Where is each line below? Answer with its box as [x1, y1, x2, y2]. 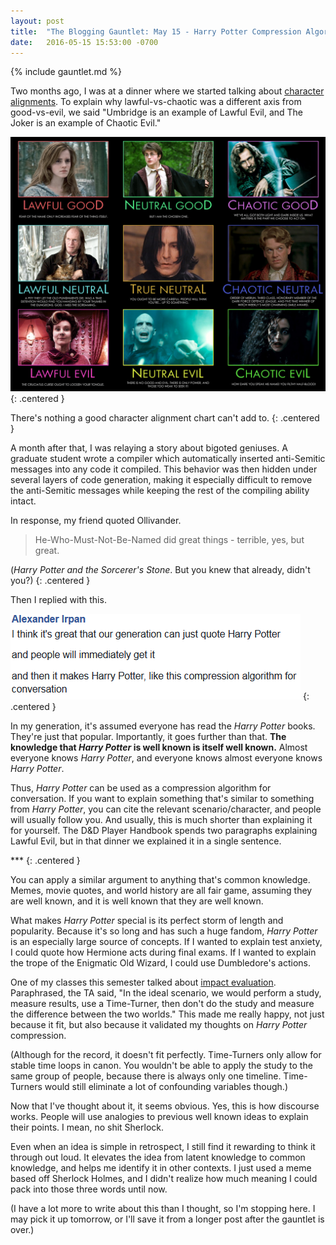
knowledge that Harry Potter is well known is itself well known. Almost [10, 741, 308, 753]
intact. [10, 495, 37, 507]
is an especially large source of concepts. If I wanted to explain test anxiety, [10, 935, 323, 947]
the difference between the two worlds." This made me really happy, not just [10, 1008, 325, 1020]
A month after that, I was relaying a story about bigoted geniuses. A [10, 441, 288, 454]
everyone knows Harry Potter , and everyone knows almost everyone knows [10, 751, 323, 764]
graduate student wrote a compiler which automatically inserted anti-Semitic [10, 452, 326, 464]
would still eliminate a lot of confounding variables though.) [44, 1080, 288, 1092]
